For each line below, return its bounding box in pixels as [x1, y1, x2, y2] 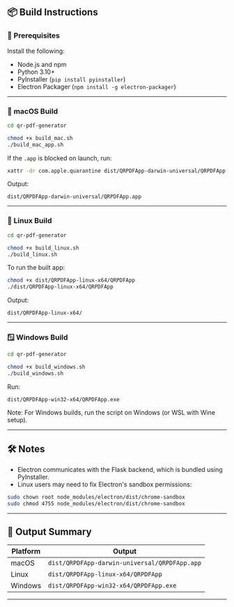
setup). [7, 416, 28, 424]
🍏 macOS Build [7, 106, 58, 116]
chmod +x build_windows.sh [7, 364, 86, 371]
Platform [11, 546, 41, 556]
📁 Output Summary [7, 526, 92, 538]
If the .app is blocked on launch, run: [7, 153, 113, 162]
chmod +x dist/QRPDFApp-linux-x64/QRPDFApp [7, 277, 136, 284]
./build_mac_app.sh [7, 141, 64, 148]
